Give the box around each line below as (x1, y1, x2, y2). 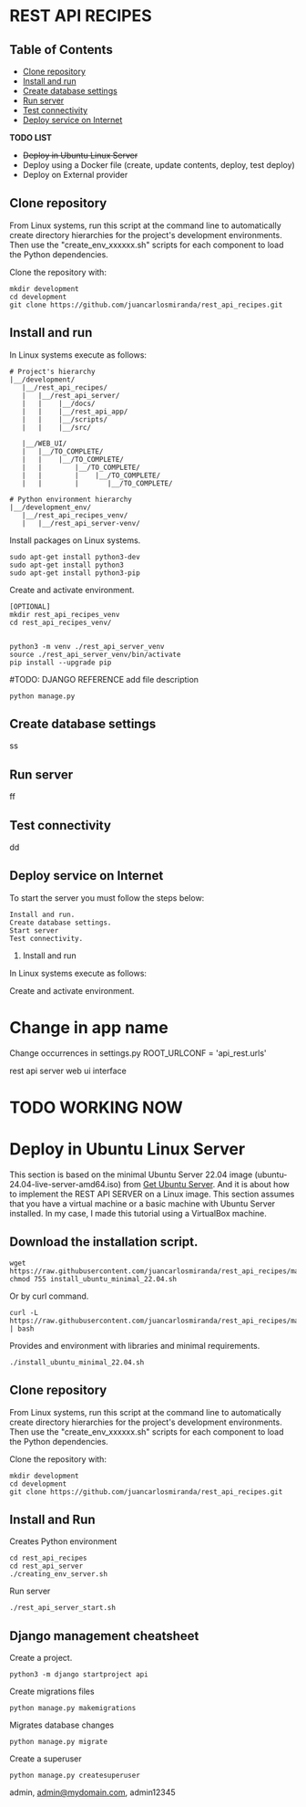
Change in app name (9, 1018, 168, 1039)
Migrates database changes (9, 1719, 115, 1730)
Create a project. (9, 1653, 73, 1664)
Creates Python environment (9, 1536, 117, 1547)
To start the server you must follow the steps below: (9, 892, 205, 903)
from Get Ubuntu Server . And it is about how (122, 1178, 290, 1189)
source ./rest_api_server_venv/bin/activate (9, 650, 181, 659)
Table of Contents (9, 42, 114, 57)
